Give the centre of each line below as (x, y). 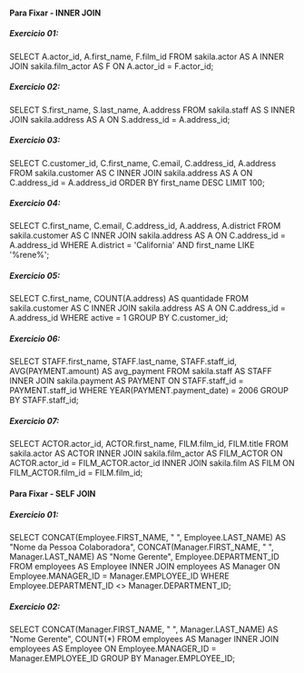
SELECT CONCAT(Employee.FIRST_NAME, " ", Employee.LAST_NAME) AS (148, 537)
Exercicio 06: (35, 339)
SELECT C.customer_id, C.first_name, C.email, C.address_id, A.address (143, 163)
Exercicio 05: (35, 276)
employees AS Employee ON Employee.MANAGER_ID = (113, 648)
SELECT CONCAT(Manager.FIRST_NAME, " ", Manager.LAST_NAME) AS (144, 629)
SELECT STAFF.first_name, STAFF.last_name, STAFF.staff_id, (123, 361)
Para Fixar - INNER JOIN (55, 13)
